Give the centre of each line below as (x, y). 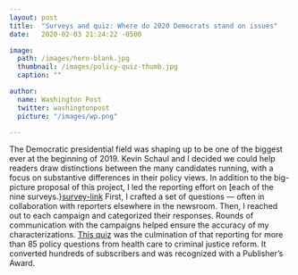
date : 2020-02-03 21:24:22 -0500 (76, 34)
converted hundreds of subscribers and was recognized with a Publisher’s (146, 254)
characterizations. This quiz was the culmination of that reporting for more (146, 235)
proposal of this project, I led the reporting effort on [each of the (156, 187)
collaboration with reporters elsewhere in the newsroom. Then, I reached (144, 206)
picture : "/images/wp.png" (68, 116)
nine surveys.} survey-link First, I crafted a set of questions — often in (137, 196)
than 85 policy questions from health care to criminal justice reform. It (138, 244)
